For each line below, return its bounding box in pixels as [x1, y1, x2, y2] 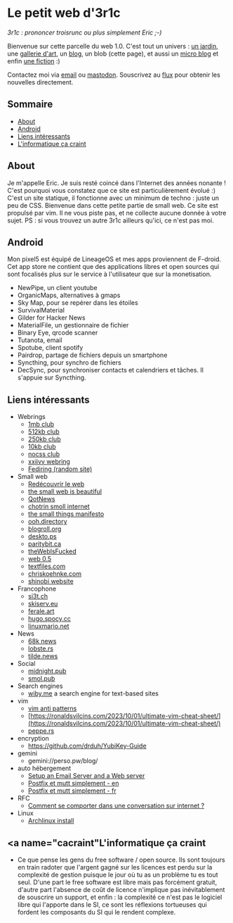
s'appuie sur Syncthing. [17, 373, 86, 382]
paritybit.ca [27, 540, 62, 548]
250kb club [27, 435, 61, 444]
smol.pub [27, 674, 55, 683]
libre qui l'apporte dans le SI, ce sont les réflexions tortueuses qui [17, 900, 207, 909]
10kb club [27, 442, 56, 451]
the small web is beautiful [27, 487, 102, 496]
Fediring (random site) [27, 465, 93, 473]
